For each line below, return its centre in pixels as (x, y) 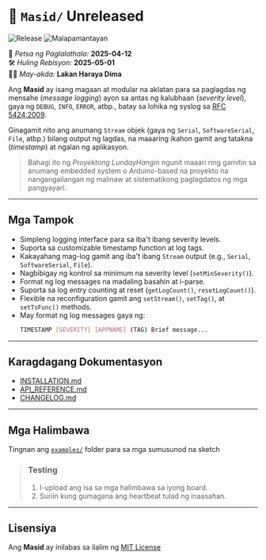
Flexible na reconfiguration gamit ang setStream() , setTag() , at (122, 298)
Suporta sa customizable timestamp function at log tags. (112, 247)
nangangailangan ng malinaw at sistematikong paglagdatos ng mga (137, 179)
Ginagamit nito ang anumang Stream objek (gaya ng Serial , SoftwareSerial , (131, 129)
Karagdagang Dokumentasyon (85, 362)
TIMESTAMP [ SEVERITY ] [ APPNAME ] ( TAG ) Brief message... (114, 330)
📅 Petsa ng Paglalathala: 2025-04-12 (70, 53)
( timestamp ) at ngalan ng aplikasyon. (68, 147)
